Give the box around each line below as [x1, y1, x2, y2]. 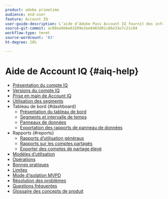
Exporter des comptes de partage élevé [19, 146, 102, 152]
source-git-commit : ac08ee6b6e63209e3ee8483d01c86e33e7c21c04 [5, 26, 137, 31]
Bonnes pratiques [12, 162, 49, 168]
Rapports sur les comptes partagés [19, 140, 92, 146]
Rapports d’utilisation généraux [19, 135, 84, 141]
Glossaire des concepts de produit [12, 188, 83, 194]
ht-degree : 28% [5, 40, 37, 45]
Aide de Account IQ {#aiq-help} [5, 65, 139, 77]
